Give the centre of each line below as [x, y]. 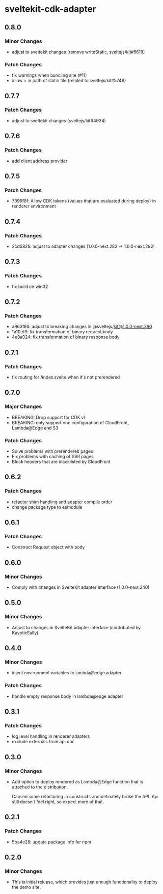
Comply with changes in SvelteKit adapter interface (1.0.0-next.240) [81, 587]
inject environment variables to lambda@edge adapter [67, 673]
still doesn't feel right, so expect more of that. [58, 802]
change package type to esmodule [47, 507]
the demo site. [26, 887]
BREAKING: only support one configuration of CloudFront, [70, 422]
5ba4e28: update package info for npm [51, 842]
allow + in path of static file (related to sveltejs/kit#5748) [69, 81]
